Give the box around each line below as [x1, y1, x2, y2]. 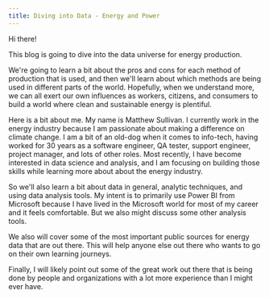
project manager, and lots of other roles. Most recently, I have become [8, 149, 242, 159]
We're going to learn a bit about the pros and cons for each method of [8, 65, 241, 75]
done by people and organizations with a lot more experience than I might [8, 273, 254, 283]
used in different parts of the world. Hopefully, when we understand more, [8, 82, 255, 92]
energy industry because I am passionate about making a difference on [8, 123, 246, 133]
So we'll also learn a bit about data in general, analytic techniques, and [8, 182, 243, 192]
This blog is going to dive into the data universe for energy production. [8, 49, 242, 59]
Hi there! [8, 34, 37, 43]
